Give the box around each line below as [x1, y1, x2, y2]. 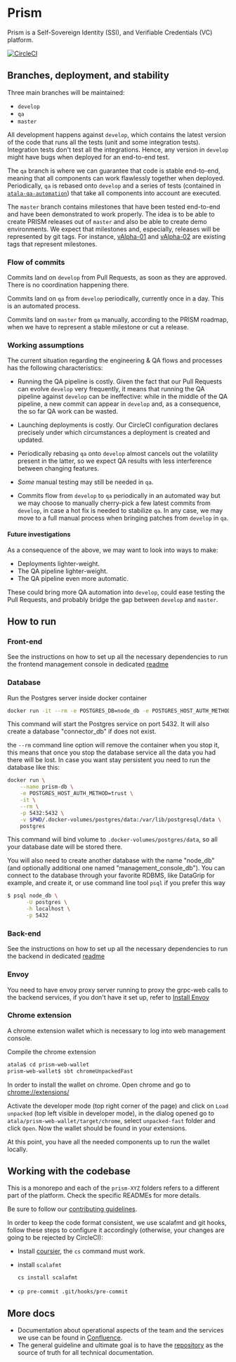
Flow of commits [7, 257, 65, 267]
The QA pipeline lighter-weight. [17, 567, 108, 575]
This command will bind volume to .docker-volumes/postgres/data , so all [7, 835, 218, 844]
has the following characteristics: [7, 364, 103, 372]
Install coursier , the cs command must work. [17, 1247, 145, 1255]
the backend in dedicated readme [7, 952, 105, 960]
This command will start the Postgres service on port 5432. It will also [7, 720, 209, 728]
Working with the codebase [7, 1165, 131, 1177]
